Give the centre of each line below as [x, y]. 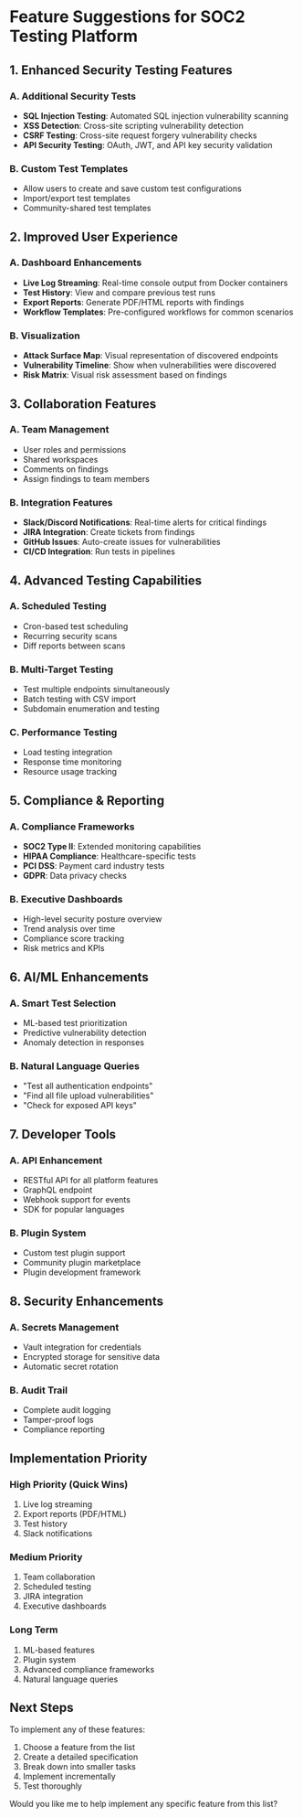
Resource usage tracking [69, 772]
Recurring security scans [70, 636]
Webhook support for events [76, 1200]
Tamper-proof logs [58, 1420]
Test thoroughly [52, 1786]
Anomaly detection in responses [83, 1043]
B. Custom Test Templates [69, 168]
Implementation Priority [78, 1458]
